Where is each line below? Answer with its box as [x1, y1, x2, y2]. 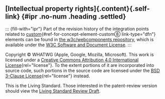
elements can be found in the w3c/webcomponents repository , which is [5, 36, 154, 42]
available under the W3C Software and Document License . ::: [5, 42, 132, 48]
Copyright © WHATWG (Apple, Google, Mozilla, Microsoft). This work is [5, 51, 154, 57]
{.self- [129, 5, 150, 13]
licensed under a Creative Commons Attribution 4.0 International [5, 57, 139, 63]
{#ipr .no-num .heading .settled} [21, 13, 126, 21]
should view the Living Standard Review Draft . [5, 88, 101, 94]
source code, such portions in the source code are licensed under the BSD [5, 67, 160, 73]
